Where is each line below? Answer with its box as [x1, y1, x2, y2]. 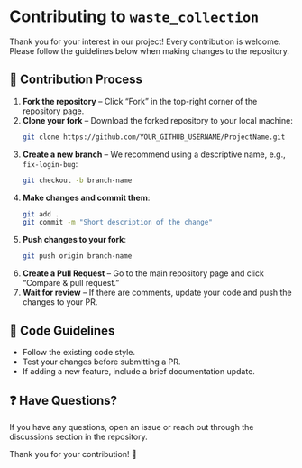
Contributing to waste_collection [9, 6, 260, 27]
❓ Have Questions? [9, 393, 118, 408]
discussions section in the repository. [9, 431, 149, 442]
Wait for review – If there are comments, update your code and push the [22, 287, 293, 298]
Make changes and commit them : [22, 192, 151, 203]
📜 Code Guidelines [9, 323, 115, 338]
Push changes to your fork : [22, 234, 126, 245]
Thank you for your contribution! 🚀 [9, 448, 137, 459]
